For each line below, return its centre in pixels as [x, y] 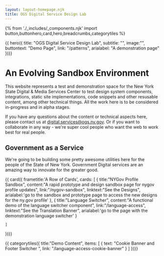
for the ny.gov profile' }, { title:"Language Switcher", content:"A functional [79, 200]
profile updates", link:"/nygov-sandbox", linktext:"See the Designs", [73, 190]
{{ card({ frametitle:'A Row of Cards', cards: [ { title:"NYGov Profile [72, 180]
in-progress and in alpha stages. [38, 107]
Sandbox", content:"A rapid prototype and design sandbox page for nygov [80, 185]
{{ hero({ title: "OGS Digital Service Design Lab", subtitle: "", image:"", [75, 43]
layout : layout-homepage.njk [35, 10]
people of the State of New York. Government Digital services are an [74, 165]
